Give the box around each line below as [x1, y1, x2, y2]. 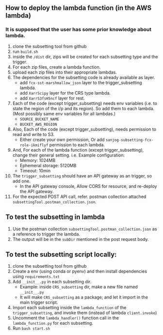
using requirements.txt [12, 274, 60, 279]
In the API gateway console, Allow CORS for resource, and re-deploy [19, 183, 157, 189]
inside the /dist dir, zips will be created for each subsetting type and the [12, 54, 158, 59]
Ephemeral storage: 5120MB [19, 162, 77, 168]
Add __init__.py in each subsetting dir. [12, 279, 92, 285]
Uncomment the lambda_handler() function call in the [12, 315, 119, 321]
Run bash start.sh [12, 325, 50, 331]
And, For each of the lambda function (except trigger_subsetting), [12, 147, 144, 153]
